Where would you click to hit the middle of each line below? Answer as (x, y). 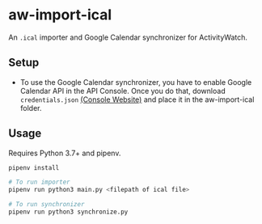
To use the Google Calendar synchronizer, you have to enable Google (136, 82)
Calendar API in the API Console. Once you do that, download (123, 91)
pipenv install (34, 167)
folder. (31, 108)
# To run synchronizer (46, 205)
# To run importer (39, 182)
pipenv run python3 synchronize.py (68, 212)
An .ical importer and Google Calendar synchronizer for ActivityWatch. (128, 37)
